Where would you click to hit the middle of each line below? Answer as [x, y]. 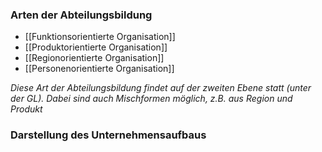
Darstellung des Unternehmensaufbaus [108, 135]
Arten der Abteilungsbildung [81, 15]
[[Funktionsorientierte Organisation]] [100, 37]
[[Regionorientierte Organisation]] [94, 58]
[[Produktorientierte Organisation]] [96, 47]
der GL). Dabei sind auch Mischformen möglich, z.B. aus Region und [151, 99]
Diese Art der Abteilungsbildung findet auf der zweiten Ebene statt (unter [161, 88]
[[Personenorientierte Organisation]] [99, 69]
